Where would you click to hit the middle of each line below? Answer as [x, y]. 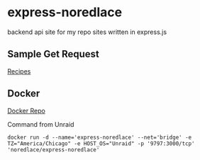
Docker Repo [27, 110]
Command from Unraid [41, 124]
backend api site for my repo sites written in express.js [87, 32]
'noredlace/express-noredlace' [54, 149]
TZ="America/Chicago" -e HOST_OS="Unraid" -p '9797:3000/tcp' [101, 143]
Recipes [19, 71]
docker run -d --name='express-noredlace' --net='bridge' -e [100, 137]
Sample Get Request [53, 54]
